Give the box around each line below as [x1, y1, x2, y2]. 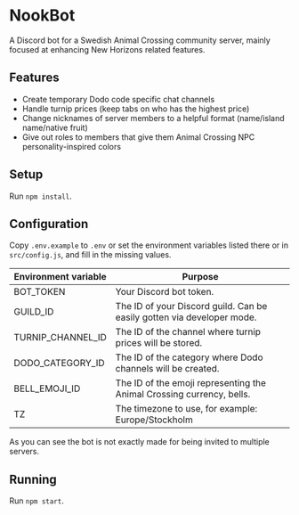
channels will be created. [115, 363, 220, 375]
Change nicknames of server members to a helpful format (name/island [21, 112, 285, 123]
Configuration [9, 216, 89, 232]
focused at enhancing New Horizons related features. [9, 44, 206, 54]
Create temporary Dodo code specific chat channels [21, 94, 215, 104]
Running [9, 471, 58, 486]
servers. [9, 446, 40, 457]
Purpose [182, 271, 220, 283]
